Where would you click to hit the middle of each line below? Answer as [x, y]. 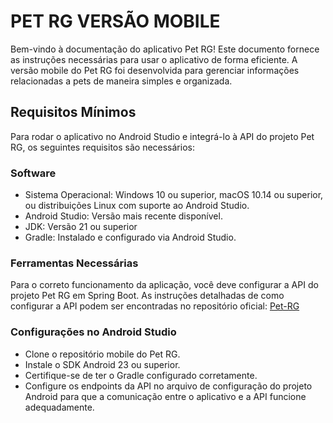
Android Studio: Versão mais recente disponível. [123, 216]
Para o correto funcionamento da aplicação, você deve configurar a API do [164, 285]
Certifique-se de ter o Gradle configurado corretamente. [141, 375]
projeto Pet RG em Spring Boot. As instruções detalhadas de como [147, 296]
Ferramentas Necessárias [74, 263]
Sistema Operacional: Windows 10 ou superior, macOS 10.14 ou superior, [174, 195]
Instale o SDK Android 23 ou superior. [102, 364]
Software [33, 173]
